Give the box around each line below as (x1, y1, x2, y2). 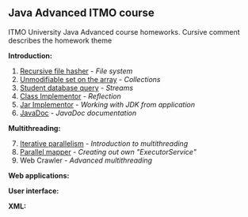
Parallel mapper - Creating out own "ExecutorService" (19, 147, 196, 156)
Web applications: (8, 170, 70, 180)
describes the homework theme (8, 36, 113, 45)
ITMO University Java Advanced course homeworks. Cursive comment (8, 27, 240, 36)
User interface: (8, 185, 59, 196)
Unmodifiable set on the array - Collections (19, 74, 161, 84)
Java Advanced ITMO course (8, 6, 155, 20)
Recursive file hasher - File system (19, 66, 133, 76)
